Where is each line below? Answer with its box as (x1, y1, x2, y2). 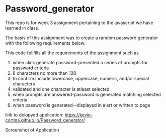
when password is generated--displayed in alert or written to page (12, 102, 151, 108)
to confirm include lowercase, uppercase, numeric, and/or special (12, 75, 149, 81)
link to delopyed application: (5, 111, 64, 118)
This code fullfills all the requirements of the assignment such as (5, 50, 139, 56)
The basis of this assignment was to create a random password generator (5, 35, 158, 41)
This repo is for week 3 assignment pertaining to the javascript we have (5, 20, 153, 26)
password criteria (12, 65, 49, 71)
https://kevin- (64, 111, 93, 118)
